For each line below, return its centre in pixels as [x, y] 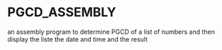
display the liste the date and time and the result [78, 39]
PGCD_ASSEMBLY [62, 12]
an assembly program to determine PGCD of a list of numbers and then [111, 32]
